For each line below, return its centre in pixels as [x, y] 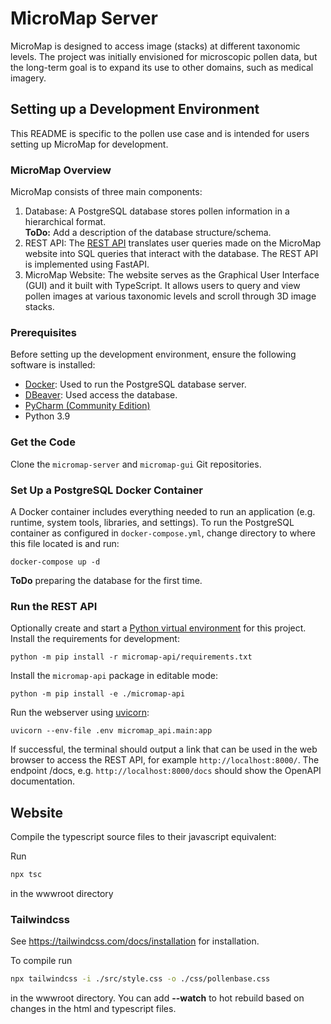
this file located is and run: [65, 543]
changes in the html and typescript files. [93, 1009]
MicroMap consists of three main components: [106, 192]
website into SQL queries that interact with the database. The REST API [171, 254]
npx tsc [26, 875]
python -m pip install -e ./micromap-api [98, 694]
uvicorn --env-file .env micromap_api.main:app [111, 731]
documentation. [43, 781]
